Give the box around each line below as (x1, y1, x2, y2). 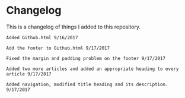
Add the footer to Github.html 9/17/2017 (6, 45, 110, 51)
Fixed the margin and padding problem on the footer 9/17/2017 (6, 55, 166, 61)
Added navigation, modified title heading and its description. (6, 81, 168, 87)
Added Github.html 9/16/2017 (6, 34, 78, 40)
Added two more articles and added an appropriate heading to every (6, 66, 179, 72)
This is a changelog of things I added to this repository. (6, 23, 141, 30)
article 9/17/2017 (6, 71, 52, 77)
